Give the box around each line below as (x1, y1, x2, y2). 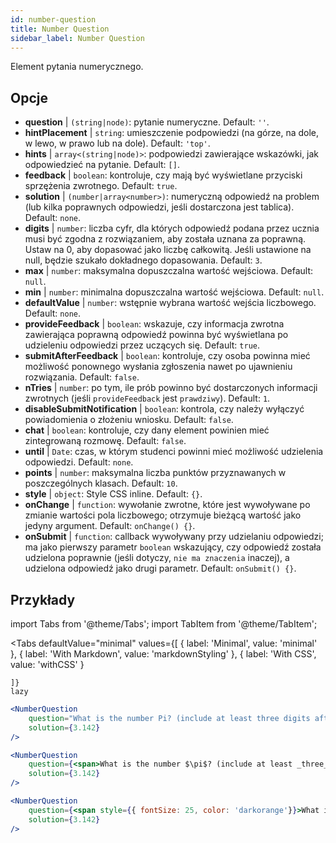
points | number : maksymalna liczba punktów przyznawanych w (24, 467, 287, 479)
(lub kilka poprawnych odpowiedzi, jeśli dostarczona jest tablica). (24, 201, 295, 213)
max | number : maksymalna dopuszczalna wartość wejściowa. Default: (24, 265, 314, 277)
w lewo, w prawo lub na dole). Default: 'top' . (24, 137, 211, 150)
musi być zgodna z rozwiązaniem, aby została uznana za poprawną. (24, 233, 307, 245)
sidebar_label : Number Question (10, 33, 145, 43)
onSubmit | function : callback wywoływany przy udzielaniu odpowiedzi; (24, 531, 324, 543)
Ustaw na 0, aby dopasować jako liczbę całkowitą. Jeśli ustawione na (24, 244, 312, 256)
